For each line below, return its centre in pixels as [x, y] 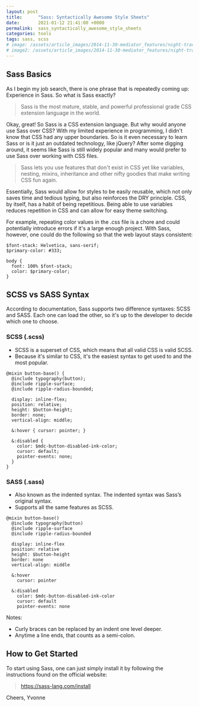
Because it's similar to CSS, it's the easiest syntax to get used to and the [103, 356]
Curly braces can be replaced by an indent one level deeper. [89, 629]
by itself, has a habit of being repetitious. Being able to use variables [89, 204]
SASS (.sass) [25, 481]
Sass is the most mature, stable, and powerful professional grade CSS [106, 106]
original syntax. [33, 501]
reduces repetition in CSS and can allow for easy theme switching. [87, 210]
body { [14, 261]
